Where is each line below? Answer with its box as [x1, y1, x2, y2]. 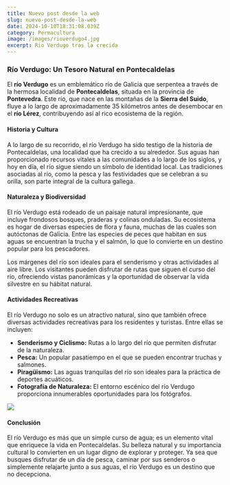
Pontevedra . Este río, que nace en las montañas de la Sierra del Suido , [7, 95, 209, 103]
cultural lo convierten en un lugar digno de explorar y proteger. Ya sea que [7, 448, 218, 457]
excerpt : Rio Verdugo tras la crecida [7, 42, 118, 49]
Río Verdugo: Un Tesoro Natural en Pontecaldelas [7, 65, 175, 74]
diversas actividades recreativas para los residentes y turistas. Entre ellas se [7, 317, 223, 326]
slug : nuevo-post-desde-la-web [7, 16, 97, 23]
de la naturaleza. [16, 346, 65, 354]
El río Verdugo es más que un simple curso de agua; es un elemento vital [7, 433, 214, 442]
